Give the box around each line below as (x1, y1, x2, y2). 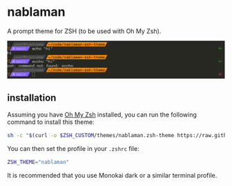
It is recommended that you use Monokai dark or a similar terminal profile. (7, 171, 217, 179)
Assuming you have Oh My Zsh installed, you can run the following (7, 110, 197, 118)
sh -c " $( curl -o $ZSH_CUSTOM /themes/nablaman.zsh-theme (7, 132, 175, 138)
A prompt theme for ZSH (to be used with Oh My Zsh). (7, 27, 162, 35)
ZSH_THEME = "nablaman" (7, 158, 70, 165)
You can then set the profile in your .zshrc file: (7, 144, 139, 152)
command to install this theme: (7, 118, 95, 126)
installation (7, 92, 57, 104)
